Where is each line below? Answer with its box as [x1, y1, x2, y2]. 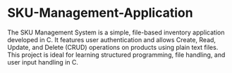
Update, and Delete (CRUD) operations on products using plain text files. [7, 43, 219, 51]
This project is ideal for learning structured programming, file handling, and [7, 51, 226, 59]
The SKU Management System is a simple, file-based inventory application [7, 28, 225, 36]
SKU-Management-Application [7, 5, 193, 21]
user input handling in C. [7, 58, 79, 66]
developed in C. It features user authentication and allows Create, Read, [7, 35, 216, 44]
